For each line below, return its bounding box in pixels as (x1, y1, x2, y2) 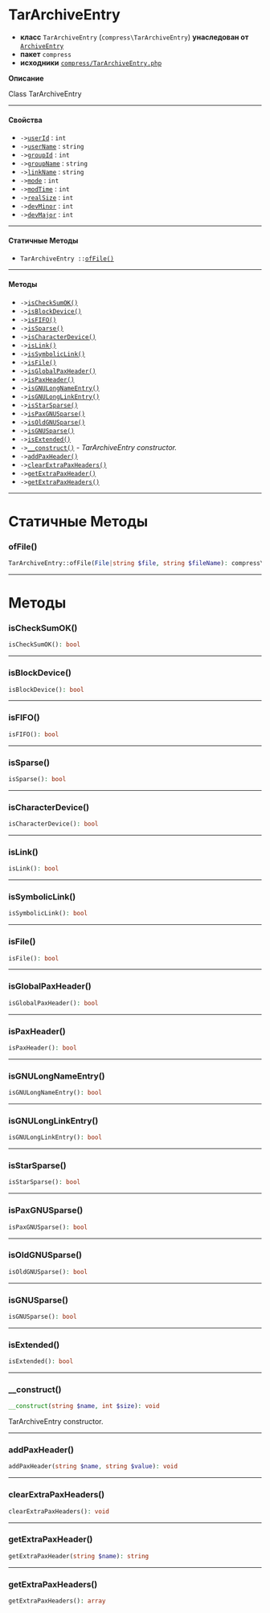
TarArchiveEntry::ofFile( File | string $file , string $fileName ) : (8, 559, 228, 567)
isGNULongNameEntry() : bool (8, 1089, 103, 1097)
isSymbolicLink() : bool (8, 910, 88, 918)
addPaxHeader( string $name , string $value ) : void (8, 1463, 178, 1471)
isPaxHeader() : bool (8, 1043, 78, 1052)
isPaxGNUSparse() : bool (8, 1223, 88, 1231)
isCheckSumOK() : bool (8, 641, 81, 649)
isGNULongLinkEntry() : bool (8, 1133, 103, 1142)
